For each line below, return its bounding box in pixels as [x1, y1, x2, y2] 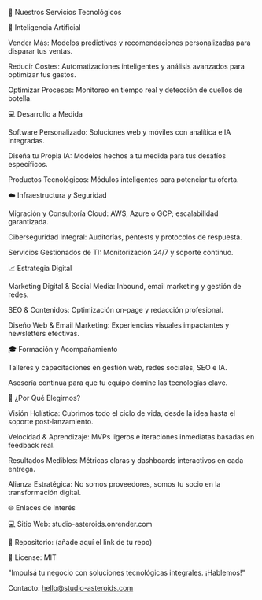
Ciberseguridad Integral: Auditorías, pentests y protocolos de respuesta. [8, 232, 242, 242]
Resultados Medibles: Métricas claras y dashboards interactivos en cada [8, 456, 244, 465]
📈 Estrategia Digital [8, 264, 72, 272]
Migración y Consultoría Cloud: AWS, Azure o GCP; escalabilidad [8, 209, 219, 218]
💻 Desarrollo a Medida [8, 109, 83, 118]
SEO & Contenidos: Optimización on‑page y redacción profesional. [8, 306, 224, 314]
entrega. [8, 465, 35, 473]
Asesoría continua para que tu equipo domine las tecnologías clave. [8, 378, 228, 387]
